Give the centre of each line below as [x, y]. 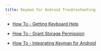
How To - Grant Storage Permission [48, 33]
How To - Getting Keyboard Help [45, 24]
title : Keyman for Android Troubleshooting [50, 10]
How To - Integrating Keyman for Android [54, 43]
